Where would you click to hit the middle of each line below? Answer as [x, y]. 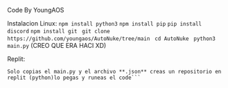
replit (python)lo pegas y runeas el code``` [74, 78]
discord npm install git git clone [59, 31]
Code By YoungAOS [36, 10]
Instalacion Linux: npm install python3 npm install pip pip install [105, 23]
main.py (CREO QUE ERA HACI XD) [57, 45]
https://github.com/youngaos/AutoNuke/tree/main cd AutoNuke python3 [112, 39]
